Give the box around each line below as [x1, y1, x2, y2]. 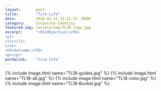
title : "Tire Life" [5, 12, 60, 17]
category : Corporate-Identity [5, 20, 76, 26]
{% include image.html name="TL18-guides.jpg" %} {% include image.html [5, 70, 157, 76]
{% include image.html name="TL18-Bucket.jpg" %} [5, 81, 110, 87]
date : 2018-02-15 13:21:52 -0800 [5, 16, 91, 21]
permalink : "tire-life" [5, 57, 60, 62]
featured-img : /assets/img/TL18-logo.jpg [5, 25, 91, 30]
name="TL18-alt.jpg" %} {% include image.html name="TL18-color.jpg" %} [5, 75, 157, 81]
